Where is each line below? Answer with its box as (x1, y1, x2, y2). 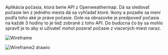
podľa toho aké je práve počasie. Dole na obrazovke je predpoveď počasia (5, 15, 159, 20)
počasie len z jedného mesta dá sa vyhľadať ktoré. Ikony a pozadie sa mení (5, 9, 161, 15)
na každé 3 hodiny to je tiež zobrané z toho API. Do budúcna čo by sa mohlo (5, 20, 163, 26)
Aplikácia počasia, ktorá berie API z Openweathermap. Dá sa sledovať (5, 4, 150, 10)
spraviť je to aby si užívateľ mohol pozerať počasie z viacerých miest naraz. (5, 25, 161, 31)
